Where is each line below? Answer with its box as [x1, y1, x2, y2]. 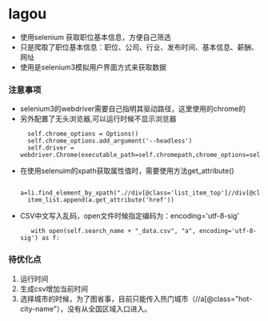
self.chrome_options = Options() [27, 130, 139, 138]
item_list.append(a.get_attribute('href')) [27, 196, 174, 204]
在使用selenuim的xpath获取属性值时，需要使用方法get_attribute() [19, 166, 234, 176]
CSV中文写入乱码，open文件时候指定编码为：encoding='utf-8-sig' [19, 211, 240, 221]
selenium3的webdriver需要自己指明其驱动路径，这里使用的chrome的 [19, 104, 246, 114]
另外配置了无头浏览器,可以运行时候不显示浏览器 [19, 114, 177, 124]
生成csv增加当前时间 [19, 283, 89, 293]
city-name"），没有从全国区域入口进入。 [19, 303, 152, 313]
